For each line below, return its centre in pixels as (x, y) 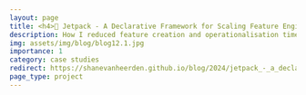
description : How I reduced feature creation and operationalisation (144, 34)
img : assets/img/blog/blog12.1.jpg (77, 43)
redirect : (28, 69)
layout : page (34, 18)
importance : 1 (36, 52)
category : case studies (55, 60)
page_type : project (46, 77)
